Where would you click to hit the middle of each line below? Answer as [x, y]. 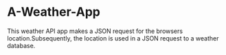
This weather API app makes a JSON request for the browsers [95, 31]
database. [21, 45]
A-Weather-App [54, 12]
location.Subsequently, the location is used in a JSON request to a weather [113, 38]
